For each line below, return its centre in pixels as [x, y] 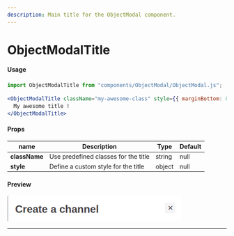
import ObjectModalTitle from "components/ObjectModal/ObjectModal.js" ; [115, 86]
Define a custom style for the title [97, 166]
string [164, 157]
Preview [19, 184]
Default [190, 147]
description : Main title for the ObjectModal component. [92, 15]
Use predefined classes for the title [99, 157]
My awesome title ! [42, 106]
